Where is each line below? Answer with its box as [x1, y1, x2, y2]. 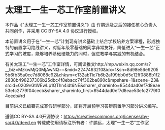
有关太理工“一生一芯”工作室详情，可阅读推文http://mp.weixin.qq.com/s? [5, 61, 151, 67]
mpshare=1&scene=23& [110, 77, 159, 83]
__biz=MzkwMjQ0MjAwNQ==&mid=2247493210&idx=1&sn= [5, 66, 127, 72]
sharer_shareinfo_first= [46, 87, 94, 94]
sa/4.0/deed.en [5, 119, 36, 126]
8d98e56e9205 [127, 66, 159, 72]
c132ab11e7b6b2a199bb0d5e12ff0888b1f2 [74, 72, 160, 78]
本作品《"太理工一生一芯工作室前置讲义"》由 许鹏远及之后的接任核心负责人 [5, 22, 157, 28]
